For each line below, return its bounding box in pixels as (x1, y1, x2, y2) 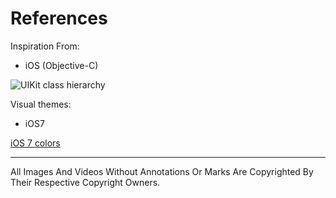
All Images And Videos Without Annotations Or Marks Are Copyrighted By (10, 165, 314, 177)
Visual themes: (10, 98, 72, 110)
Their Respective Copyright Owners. (10, 176, 161, 188)
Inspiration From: (10, 40, 80, 52)
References (10, 7, 108, 30)
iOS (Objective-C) (24, 59, 99, 71)
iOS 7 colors (10, 137, 61, 149)
